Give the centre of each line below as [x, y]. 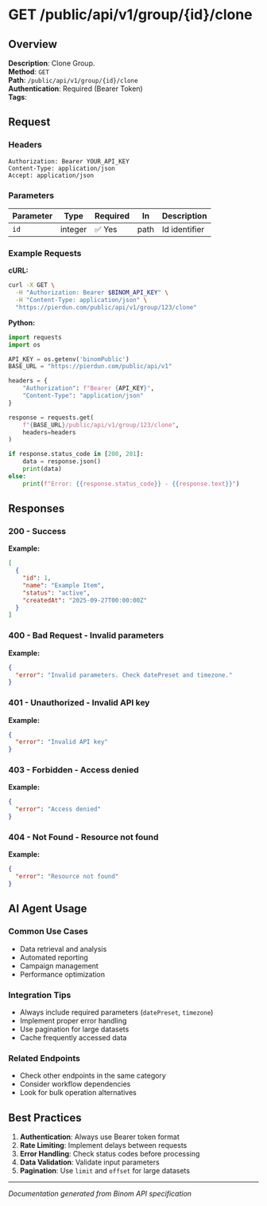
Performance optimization [62, 974]
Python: [22, 322]
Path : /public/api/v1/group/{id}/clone [73, 80]
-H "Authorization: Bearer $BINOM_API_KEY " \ [92, 293]
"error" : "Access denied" [58, 809]
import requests [35, 337]
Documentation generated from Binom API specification [100, 1194]
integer [74, 229]
